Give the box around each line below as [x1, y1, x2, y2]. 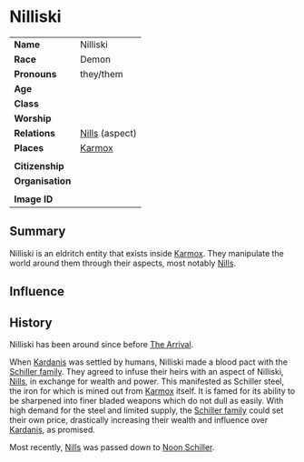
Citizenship [14, 159, 65, 172]
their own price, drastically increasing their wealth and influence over [9, 414, 269, 425]
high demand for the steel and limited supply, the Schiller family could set [9, 405, 284, 416]
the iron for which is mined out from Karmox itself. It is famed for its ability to [9, 385, 296, 397]
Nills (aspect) [80, 126, 138, 139]
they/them [80, 67, 123, 80]
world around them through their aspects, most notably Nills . [9, 257, 237, 268]
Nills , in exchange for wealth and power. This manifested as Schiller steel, [9, 376, 284, 387]
